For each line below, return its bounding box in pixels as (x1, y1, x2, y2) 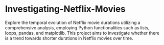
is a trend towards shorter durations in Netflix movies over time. (5, 35, 133, 41)
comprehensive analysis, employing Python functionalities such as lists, (5, 24, 150, 30)
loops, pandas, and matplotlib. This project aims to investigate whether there (5, 30, 160, 36)
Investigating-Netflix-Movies (5, 3, 126, 15)
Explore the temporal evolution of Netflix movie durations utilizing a (5, 20, 141, 25)
